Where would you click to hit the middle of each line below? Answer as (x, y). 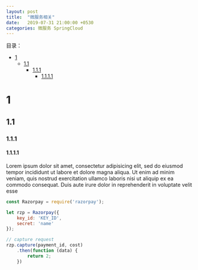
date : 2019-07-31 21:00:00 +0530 (50, 22)
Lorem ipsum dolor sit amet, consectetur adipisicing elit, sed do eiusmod (95, 165)
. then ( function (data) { (47, 251)
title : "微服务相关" (30, 17)
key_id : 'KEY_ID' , (39, 218)
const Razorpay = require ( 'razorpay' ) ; (55, 201)
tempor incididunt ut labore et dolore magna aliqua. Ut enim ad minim (90, 172)
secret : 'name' (35, 223)
